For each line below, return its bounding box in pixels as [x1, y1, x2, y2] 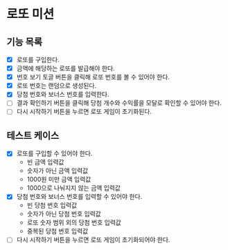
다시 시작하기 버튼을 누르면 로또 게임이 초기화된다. [16, 108, 152, 116]
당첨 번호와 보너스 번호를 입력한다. [16, 90, 109, 99]
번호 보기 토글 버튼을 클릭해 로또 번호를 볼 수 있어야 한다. [16, 73, 170, 81]
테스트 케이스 [6, 129, 60, 142]
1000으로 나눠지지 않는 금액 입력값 [26, 184, 121, 192]
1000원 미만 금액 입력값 [26, 175, 91, 184]
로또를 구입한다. [16, 56, 60, 64]
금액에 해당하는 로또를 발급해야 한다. [16, 64, 115, 73]
